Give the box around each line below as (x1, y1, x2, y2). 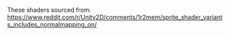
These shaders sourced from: (7, 6, 92, 14)
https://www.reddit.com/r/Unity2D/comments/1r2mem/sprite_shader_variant (7, 13, 222, 21)
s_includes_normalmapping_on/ (7, 21, 97, 28)
